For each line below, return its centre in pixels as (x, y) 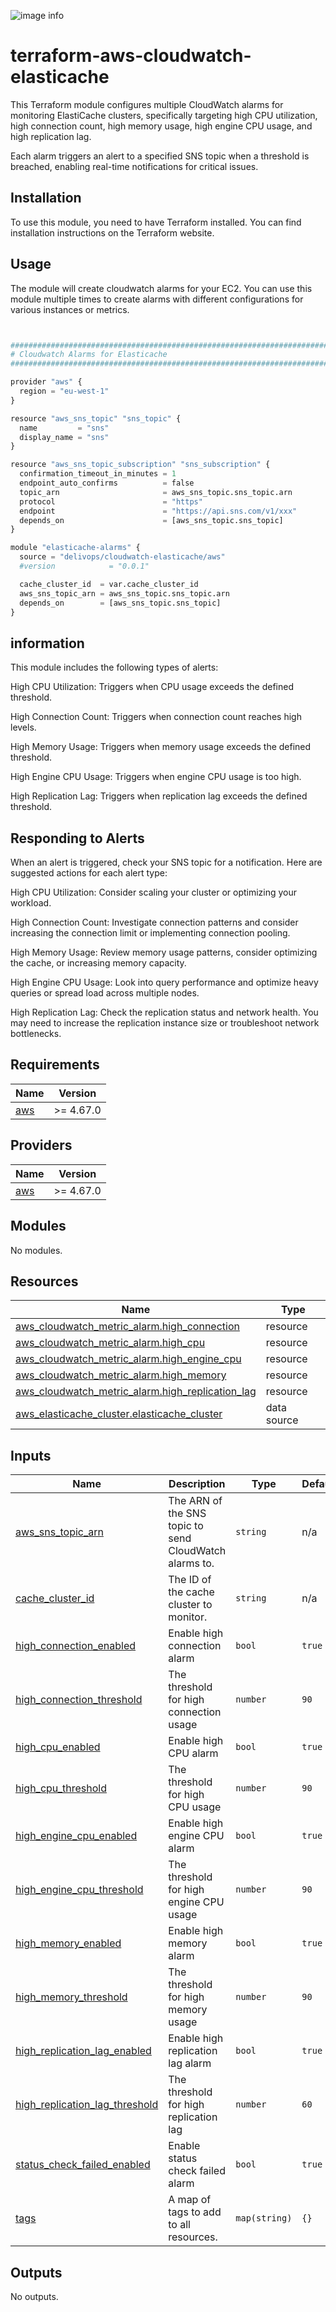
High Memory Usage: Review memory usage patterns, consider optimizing (164, 952)
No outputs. (34, 2296)
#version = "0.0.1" (84, 566)
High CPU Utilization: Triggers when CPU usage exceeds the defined (152, 687)
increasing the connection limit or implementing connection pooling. (150, 933)
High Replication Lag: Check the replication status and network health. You (164, 1012)
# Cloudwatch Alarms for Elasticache (89, 355)
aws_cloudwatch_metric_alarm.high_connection (127, 1327)
